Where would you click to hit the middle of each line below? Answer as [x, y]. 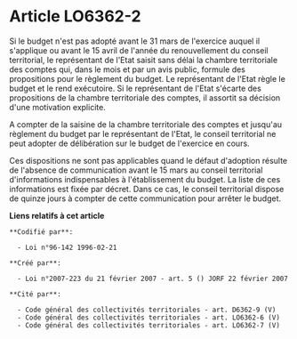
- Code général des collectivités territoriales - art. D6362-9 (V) [147, 310]
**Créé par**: [36, 263]
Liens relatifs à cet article [57, 215]
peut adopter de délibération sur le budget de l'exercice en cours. [130, 143]
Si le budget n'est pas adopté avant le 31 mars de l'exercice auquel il [135, 41]
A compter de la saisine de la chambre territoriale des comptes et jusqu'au [146, 124]
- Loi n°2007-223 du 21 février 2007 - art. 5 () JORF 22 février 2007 [153, 278]
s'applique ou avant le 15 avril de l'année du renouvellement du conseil [139, 50]
